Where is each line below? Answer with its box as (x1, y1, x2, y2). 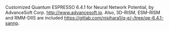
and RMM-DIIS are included (5, 15, 63, 20)
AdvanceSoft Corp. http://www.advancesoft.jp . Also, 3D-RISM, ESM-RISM (5, 9, 161, 15)
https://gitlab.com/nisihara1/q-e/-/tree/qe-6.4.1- (64, 15, 164, 20)
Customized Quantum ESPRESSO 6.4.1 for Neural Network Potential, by (5, 4, 154, 10)
